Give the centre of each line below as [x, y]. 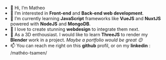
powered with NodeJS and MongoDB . [50, 24]
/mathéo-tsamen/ [29, 53]
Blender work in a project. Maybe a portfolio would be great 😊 [76, 40]
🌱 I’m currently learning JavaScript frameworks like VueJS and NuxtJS [85, 18]
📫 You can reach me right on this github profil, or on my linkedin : [80, 46]
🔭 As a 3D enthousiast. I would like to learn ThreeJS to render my [79, 35]
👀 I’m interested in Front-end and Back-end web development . [77, 13]
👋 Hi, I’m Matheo [27, 8]
